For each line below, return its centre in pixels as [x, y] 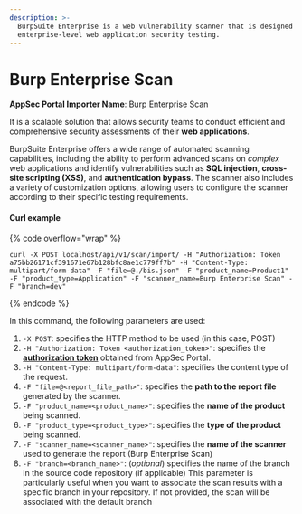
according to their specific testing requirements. [99, 197]
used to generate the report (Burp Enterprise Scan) [118, 453]
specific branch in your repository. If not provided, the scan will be [146, 492]
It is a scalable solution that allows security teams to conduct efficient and [147, 122]
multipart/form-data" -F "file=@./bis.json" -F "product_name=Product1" [149, 271]
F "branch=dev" [38, 286]
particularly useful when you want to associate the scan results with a [152, 482]
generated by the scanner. [71, 395]
